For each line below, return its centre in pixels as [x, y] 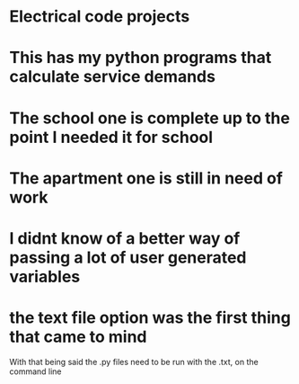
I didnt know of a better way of [125, 238]
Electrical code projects [100, 17]
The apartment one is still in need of [146, 178]
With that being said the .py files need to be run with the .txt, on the [134, 362]
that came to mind [78, 337]
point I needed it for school [111, 137]
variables [45, 277]
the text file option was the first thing [150, 318]
